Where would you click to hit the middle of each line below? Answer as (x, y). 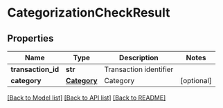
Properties (30, 38)
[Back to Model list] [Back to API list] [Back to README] (87, 98)
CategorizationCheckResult (89, 13)
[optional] (196, 81)
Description (139, 58)
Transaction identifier (139, 69)
